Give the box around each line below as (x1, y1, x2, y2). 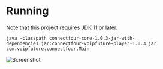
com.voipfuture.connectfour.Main (6, 46, 90, 52)
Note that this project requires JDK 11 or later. (6, 24, 118, 31)
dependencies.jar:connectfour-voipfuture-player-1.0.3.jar (6, 40, 157, 46)
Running (6, 4, 49, 18)
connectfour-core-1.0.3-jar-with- (49, 35, 135, 41)
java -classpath (6, 35, 47, 41)
